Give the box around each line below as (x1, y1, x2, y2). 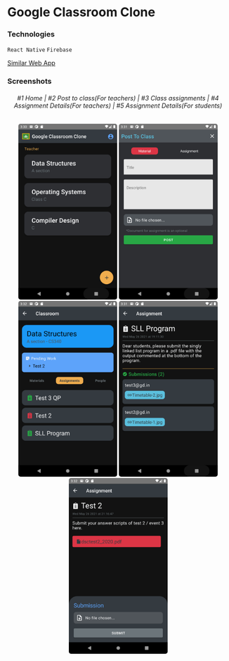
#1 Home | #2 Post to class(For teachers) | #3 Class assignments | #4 (17, 94, 219, 102)
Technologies (7, 30, 55, 39)
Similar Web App (7, 59, 56, 68)
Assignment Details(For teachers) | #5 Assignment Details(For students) (13, 101, 223, 110)
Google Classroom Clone (7, 4, 156, 20)
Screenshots (7, 77, 52, 86)
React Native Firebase (7, 46, 72, 53)
